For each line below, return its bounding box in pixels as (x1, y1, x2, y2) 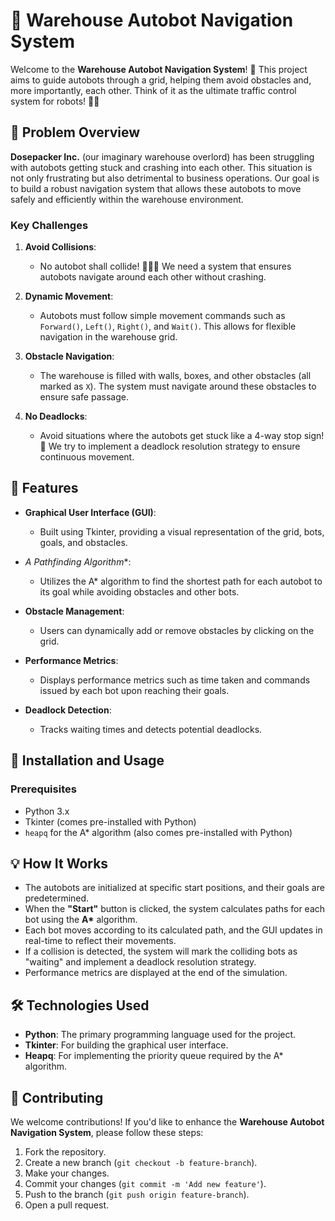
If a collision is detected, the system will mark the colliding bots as (24, 945, 298, 958)
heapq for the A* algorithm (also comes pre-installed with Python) (24, 826, 293, 838)
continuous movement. (39, 451, 135, 463)
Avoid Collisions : (24, 241, 97, 253)
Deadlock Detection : (24, 704, 112, 716)
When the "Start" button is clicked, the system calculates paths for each (24, 903, 326, 915)
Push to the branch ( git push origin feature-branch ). (24, 1188, 250, 1200)
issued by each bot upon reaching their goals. (39, 684, 230, 696)
